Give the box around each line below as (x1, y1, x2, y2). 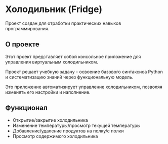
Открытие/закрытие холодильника (12, 117, 89, 123)
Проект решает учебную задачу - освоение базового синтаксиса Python (5, 68, 163, 75)
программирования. (5, 25, 50, 31)
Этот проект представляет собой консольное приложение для (5, 53, 141, 59)
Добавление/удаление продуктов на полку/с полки (12, 127, 124, 134)
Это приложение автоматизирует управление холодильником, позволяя (5, 84, 163, 90)
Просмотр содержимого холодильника (12, 133, 98, 139)
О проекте (5, 40, 39, 49)
